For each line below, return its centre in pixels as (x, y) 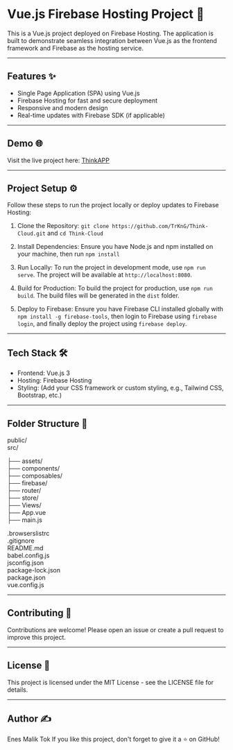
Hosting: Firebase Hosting (54, 381)
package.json (27, 577)
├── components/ (34, 468)
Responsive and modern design (62, 107)
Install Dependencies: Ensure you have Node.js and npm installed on (115, 247)
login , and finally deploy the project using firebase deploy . (102, 324)
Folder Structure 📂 (48, 423)
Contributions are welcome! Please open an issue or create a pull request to (115, 629)
